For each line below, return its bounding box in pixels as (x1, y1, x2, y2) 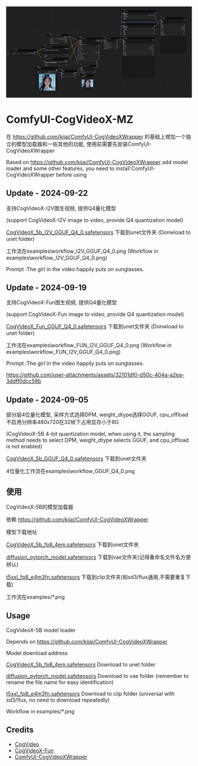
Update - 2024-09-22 (6, 188, 88, 198)
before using (55, 171, 87, 178)
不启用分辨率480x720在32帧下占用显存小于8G (6, 419, 119, 426)
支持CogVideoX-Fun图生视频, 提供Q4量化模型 (6, 299, 117, 306)
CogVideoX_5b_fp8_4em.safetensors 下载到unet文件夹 (6, 541, 139, 548)
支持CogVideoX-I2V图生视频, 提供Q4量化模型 (6, 204, 117, 211)
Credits (6, 725, 34, 735)
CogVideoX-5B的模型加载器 (6, 503, 74, 510)
